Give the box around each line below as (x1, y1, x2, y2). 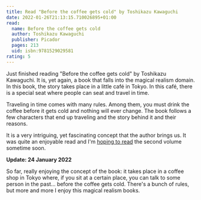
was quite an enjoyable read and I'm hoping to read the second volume (6, 138, 182, 145)
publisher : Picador (11, 37, 61, 43)
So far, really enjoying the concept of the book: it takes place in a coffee (6, 168, 184, 175)
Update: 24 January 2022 (6, 156, 72, 163)
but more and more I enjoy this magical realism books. (6, 187, 140, 194)
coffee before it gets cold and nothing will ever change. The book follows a (6, 107, 191, 114)
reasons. (6, 120, 28, 127)
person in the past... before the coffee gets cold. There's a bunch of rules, (6, 180, 190, 187)
